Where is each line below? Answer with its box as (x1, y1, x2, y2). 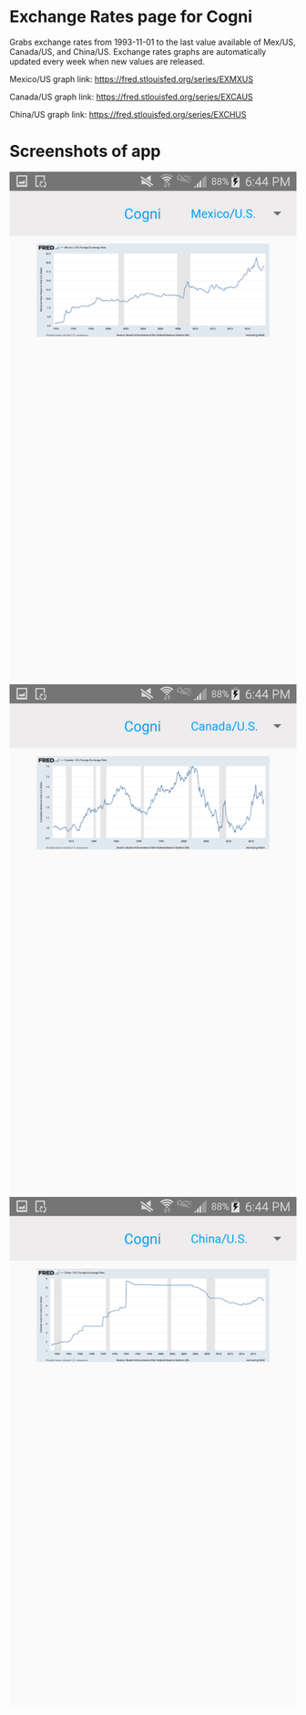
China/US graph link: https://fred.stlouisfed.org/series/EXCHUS (9, 109, 248, 120)
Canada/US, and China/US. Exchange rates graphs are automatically (9, 46, 267, 57)
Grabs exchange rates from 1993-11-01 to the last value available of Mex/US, (9, 36, 296, 47)
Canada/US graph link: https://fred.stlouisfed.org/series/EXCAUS (9, 91, 253, 102)
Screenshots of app (9, 141, 161, 161)
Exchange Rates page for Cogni (9, 6, 253, 27)
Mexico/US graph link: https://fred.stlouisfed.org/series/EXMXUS (9, 73, 253, 84)
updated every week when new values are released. (9, 56, 205, 67)
